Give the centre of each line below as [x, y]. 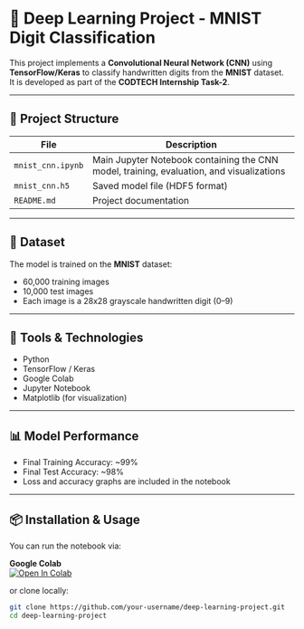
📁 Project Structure [64, 119]
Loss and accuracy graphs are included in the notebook [126, 481]
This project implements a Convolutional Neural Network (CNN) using [141, 62]
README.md [35, 200]
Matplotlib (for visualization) [75, 398]
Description [191, 144]
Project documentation [141, 200]
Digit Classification [82, 38]
